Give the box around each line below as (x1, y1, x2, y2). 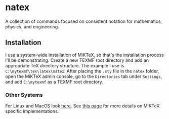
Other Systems (5, 91, 43, 98)
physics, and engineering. (5, 23, 59, 29)
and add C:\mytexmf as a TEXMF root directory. (5, 78, 104, 85)
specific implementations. (5, 108, 59, 114)
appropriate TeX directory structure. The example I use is (5, 62, 124, 68)
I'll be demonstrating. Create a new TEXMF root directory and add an (5, 57, 149, 63)
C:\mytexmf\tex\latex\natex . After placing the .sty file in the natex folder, (5, 68, 159, 74)
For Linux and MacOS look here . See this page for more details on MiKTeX (5, 103, 160, 109)
